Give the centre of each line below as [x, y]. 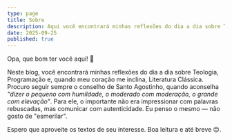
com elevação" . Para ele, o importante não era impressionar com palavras [113, 101]
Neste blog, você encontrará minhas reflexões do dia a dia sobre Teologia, [113, 72]
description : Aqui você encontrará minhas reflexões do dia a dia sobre [114, 26]
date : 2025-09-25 [32, 33]
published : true [30, 39]
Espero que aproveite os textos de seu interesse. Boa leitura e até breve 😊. [114, 130]
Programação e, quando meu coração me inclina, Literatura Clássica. [105, 79]
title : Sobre [26, 20]
